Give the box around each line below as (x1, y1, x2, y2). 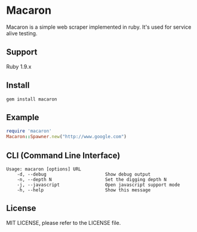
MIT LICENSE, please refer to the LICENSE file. (6, 219, 121, 226)
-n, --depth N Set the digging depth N (17, 176, 167, 182)
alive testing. (6, 29, 38, 36)
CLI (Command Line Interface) (6, 150, 121, 160)
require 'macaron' (6, 128, 52, 135)
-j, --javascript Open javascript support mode (17, 182, 180, 188)
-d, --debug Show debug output (17, 171, 151, 177)
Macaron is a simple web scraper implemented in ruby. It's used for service (6, 23, 192, 30)
